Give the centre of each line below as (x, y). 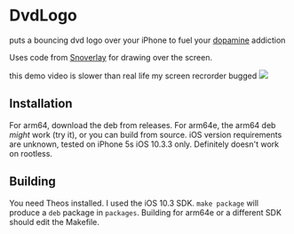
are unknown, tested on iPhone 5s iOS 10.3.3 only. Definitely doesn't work (144, 144)
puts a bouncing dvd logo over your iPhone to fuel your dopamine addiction (147, 40)
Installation (41, 104)
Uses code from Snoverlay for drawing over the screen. (111, 57)
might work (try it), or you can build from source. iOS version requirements (146, 134)
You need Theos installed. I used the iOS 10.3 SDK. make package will (134, 203)
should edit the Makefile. (55, 222)
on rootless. (31, 153)
